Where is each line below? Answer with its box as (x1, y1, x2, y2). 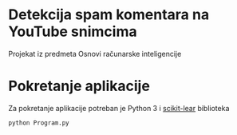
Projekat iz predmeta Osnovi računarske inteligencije (8, 49, 182, 58)
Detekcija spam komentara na (8, 6, 210, 24)
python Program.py (8, 118, 69, 127)
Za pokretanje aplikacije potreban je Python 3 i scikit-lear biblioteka (8, 103, 230, 113)
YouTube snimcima (8, 22, 137, 41)
